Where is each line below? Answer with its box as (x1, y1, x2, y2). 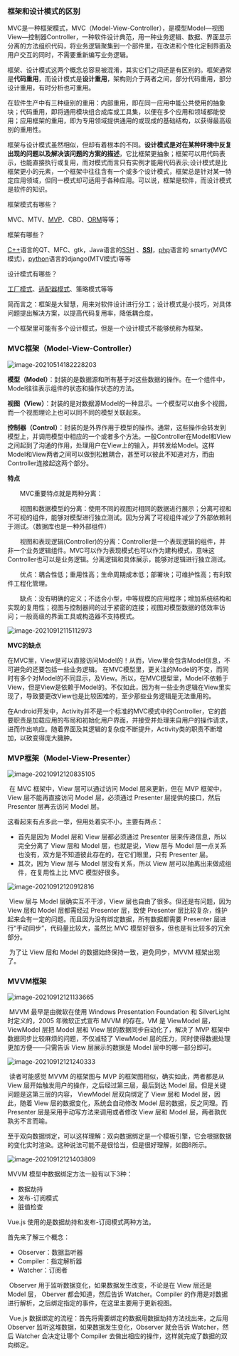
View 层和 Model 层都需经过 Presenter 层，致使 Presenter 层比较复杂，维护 (7, 906, 228, 914)
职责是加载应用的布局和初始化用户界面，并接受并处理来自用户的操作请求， (13, 715, 232, 724)
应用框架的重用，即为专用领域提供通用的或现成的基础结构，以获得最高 (19, 116, 225, 125)
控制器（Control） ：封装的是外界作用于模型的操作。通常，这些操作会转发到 (7, 423, 226, 432)
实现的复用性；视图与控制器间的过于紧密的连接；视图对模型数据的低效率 (7, 603, 219, 611)
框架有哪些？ (7, 230, 45, 239)
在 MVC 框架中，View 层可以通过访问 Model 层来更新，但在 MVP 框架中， (9, 784, 226, 792)
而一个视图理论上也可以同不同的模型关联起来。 (7, 408, 144, 416)
